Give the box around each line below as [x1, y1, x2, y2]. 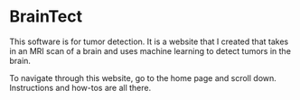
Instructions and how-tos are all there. [9, 82, 152, 93]
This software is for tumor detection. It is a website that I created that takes [9, 36, 289, 47]
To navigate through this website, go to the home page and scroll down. [9, 72, 277, 83]
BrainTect [9, 6, 83, 27]
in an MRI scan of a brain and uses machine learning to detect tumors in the [9, 45, 292, 56]
